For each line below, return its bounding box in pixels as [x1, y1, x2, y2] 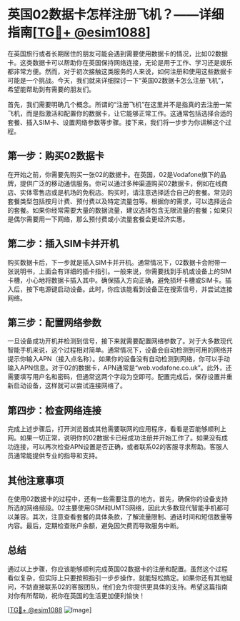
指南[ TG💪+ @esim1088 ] [7, 24, 151, 41]
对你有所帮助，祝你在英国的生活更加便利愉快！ [7, 591, 145, 600]
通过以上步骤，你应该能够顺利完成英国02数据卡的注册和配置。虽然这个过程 [7, 565, 229, 573]
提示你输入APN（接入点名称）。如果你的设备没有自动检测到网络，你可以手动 [7, 355, 231, 363]
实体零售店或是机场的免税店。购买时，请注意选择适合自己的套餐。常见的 [19, 188, 233, 196]
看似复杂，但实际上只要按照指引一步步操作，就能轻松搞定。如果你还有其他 [7, 573, 226, 582]
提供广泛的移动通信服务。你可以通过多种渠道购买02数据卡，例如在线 [19, 179, 222, 188]
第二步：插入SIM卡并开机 [7, 238, 119, 250]
